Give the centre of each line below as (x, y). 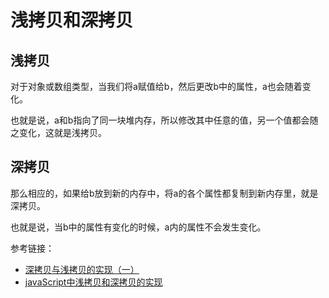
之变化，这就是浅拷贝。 (58, 132)
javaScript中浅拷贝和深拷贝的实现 (93, 282)
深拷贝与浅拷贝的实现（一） (82, 269)
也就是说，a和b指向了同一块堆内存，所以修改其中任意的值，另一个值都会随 (164, 120)
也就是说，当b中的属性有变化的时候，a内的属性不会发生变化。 (138, 227)
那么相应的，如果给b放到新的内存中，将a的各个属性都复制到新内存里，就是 (164, 193)
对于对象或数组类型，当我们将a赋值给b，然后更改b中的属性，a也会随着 (156, 86)
